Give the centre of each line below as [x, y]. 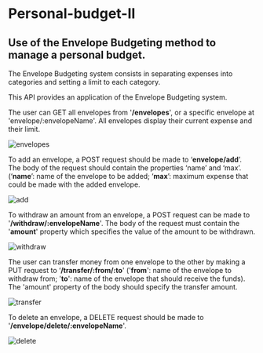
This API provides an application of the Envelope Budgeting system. [118, 97]
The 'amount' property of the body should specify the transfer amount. [123, 287]
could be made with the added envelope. [74, 184]
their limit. [24, 129]
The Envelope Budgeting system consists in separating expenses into [121, 74]
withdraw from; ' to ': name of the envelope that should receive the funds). [127, 278]
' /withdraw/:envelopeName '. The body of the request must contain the [124, 223]
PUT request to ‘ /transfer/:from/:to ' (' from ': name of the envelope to [120, 270]
